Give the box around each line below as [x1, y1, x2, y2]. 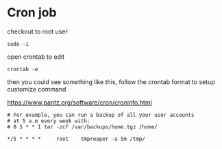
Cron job [7, 5, 57, 21]
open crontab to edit [7, 53, 65, 61]
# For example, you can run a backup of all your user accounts [7, 111, 195, 118]
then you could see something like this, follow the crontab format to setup [7, 77, 215, 86]
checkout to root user [7, 27, 69, 36]
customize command [7, 85, 66, 93]
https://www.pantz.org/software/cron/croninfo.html [7, 98, 152, 107]
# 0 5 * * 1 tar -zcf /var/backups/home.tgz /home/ [7, 123, 158, 131]
